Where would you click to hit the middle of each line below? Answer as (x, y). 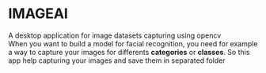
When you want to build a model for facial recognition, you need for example (133, 43)
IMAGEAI (38, 14)
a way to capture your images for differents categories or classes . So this (129, 52)
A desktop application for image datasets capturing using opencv (115, 35)
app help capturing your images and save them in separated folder (117, 60)
